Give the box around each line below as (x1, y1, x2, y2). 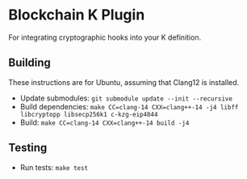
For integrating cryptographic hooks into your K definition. (8, 32, 202, 42)
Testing (8, 141, 48, 155)
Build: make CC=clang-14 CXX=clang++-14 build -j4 (19, 117, 190, 127)
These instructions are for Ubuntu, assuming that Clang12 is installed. (8, 77, 240, 87)
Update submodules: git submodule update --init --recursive (19, 93, 232, 103)
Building (8, 56, 51, 70)
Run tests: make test (19, 162, 89, 172)
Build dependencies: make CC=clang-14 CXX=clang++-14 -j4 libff (19, 101, 239, 111)
